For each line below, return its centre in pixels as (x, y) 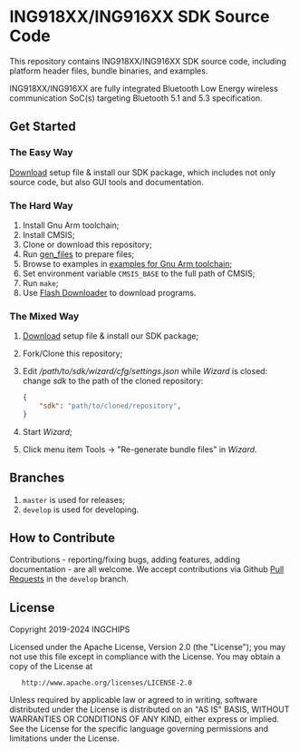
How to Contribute (63, 538)
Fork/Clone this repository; (72, 354)
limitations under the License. (64, 738)
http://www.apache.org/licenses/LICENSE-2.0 (107, 683)
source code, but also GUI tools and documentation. (106, 182)
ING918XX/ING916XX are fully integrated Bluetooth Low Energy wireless (144, 88)
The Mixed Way (44, 316)
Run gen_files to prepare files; (78, 254)
